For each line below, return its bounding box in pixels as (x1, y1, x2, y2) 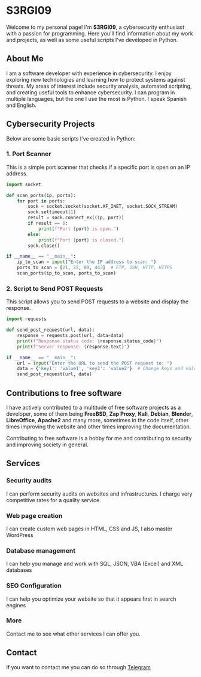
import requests (6, 316, 47, 322)
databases (6, 566, 32, 574)
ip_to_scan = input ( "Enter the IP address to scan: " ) (17, 259, 157, 265)
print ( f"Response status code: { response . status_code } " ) (17, 338, 162, 344)
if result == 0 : (28, 220, 68, 226)
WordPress (6, 531, 34, 538)
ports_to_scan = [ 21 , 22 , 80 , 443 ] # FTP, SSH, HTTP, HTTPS (17, 265, 172, 271)
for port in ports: (17, 198, 66, 204)
